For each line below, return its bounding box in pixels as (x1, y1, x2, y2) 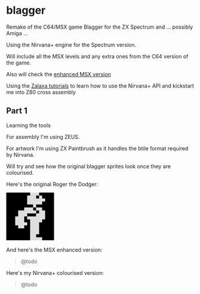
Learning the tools (6, 122, 51, 129)
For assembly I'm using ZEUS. (6, 133, 80, 140)
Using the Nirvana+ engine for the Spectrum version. (6, 41, 137, 48)
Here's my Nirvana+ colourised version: (6, 269, 104, 276)
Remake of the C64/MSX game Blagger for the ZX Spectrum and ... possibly (6, 23, 193, 30)
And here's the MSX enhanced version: (6, 246, 103, 253)
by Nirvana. (6, 151, 35, 158)
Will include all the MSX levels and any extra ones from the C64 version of (6, 52, 189, 60)
